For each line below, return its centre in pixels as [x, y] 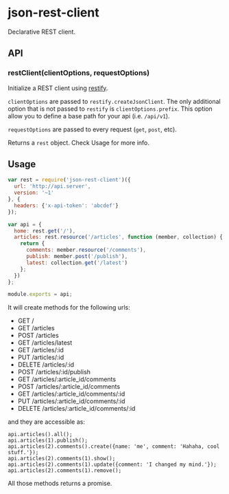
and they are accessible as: [46, 422]
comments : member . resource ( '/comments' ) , [86, 250]
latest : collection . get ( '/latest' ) [77, 263]
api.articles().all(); [40, 435]
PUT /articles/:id [41, 357]
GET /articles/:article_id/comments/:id [71, 394]
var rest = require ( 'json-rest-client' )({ [69, 180]
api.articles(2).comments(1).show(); [62, 459]
